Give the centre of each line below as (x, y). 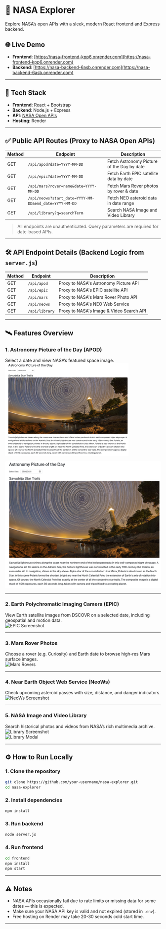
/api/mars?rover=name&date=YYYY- (62, 186)
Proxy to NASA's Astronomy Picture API (99, 283)
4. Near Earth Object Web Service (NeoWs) (58, 682)
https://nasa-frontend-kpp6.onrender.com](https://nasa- (93, 57)
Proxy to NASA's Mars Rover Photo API (98, 297)
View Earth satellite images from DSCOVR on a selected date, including (77, 615)
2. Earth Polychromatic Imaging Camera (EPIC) (62, 604)
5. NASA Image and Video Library (46, 716)
